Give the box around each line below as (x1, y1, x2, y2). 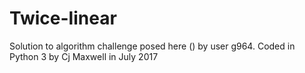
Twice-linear (9, 7, 117, 30)
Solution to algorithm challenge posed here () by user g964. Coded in (9, 40, 296, 52)
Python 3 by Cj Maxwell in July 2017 (9, 50, 159, 62)
